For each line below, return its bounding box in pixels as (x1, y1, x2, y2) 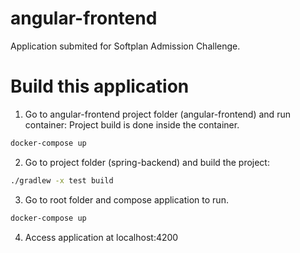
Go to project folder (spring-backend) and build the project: (24, 156, 270, 168)
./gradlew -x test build (10, 175, 114, 186)
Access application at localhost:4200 (24, 231, 179, 243)
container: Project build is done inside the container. (24, 118, 240, 131)
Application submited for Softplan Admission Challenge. (10, 40, 241, 52)
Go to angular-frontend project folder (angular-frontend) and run (24, 108, 291, 120)
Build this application (10, 75, 190, 98)
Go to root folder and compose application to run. (24, 193, 229, 206)
